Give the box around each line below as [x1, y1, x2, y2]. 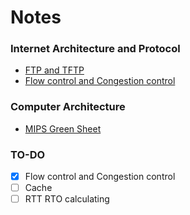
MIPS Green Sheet [24, 122, 102, 135]
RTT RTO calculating [24, 193, 110, 205]
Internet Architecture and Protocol [10, 42, 181, 56]
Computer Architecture [10, 100, 126, 114]
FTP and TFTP [24, 64, 85, 76]
